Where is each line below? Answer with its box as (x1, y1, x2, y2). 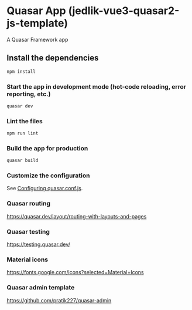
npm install (6, 69, 36, 75)
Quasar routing (6, 200, 51, 208)
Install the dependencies (6, 53, 99, 63)
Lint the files (6, 117, 43, 125)
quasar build (6, 157, 39, 164)
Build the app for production (6, 144, 88, 152)
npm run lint (6, 130, 39, 136)
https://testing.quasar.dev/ (6, 241, 71, 248)
